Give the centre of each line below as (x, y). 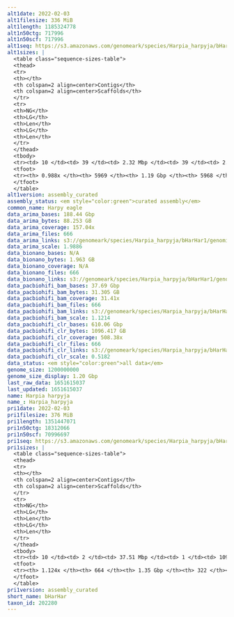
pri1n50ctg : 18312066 (39, 428)
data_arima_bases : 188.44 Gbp (51, 214)
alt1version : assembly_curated (53, 195)
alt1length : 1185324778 (42, 26)
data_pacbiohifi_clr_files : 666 (54, 344)
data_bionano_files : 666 (43, 272)
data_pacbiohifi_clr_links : (48, 350)
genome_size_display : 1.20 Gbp (53, 376)
